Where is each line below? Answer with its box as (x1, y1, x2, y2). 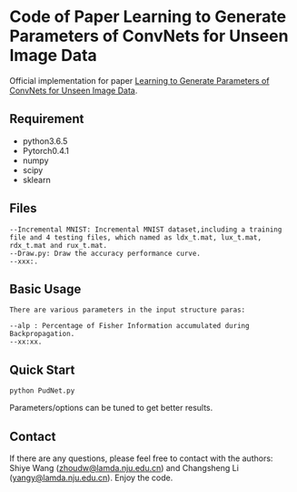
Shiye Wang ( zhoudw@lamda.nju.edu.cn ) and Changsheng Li (9, 463, 239, 473)
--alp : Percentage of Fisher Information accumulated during (9, 322, 250, 331)
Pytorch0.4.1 (22, 145, 70, 156)
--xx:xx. (9, 337, 43, 347)
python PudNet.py (9, 386, 75, 395)
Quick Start (9, 362, 75, 377)
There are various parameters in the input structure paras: (9, 305, 246, 315)
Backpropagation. (9, 330, 75, 339)
